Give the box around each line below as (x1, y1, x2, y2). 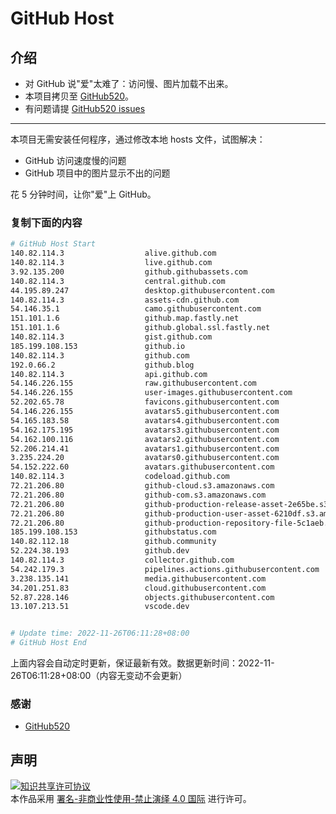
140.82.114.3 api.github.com (10, 369, 208, 379)
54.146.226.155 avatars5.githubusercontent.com (10, 407, 280, 417)
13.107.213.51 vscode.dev (10, 602, 190, 612)
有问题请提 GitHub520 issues (24, 103, 146, 114)
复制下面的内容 (10, 215, 83, 229)
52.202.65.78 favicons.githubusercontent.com (10, 397, 280, 407)
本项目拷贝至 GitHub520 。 (24, 90, 135, 102)
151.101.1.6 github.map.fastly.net (10, 313, 240, 324)
